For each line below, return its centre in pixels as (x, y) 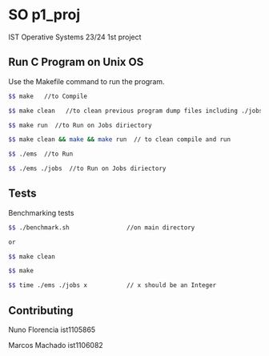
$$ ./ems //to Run (41, 154)
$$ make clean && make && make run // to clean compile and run (119, 140)
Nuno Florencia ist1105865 (52, 330)
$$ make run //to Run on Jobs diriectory (80, 125)
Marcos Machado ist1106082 (56, 345)
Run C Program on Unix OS (76, 62)
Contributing (41, 310)
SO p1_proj (44, 15)
